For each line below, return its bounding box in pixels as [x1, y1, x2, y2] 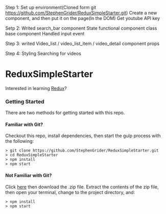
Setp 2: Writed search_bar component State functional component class [5, 25, 157, 31]
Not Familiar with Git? [5, 173, 52, 179]
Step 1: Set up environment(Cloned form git [5, 5, 97, 10]
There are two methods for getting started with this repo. [5, 110, 125, 116]
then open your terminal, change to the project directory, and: [5, 189, 135, 195]
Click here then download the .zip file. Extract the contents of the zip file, [5, 184, 159, 190]
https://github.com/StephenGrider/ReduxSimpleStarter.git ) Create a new [5, 10, 157, 16]
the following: [5, 138, 34, 144]
